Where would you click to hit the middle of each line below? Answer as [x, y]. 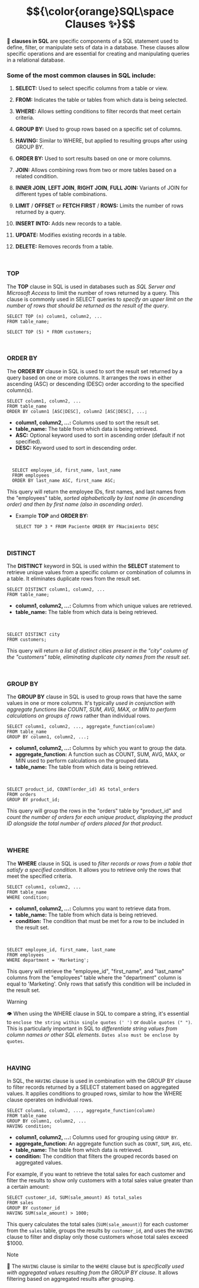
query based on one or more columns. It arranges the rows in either [89, 377]
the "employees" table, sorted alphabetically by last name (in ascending [95, 497]
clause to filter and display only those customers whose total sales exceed [97, 1237]
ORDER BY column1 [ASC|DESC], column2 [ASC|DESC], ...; [77, 411]
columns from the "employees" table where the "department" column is [94, 977]
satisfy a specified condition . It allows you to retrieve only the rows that [94, 870]
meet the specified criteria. [40, 876]
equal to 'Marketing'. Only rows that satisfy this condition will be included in [99, 984]
